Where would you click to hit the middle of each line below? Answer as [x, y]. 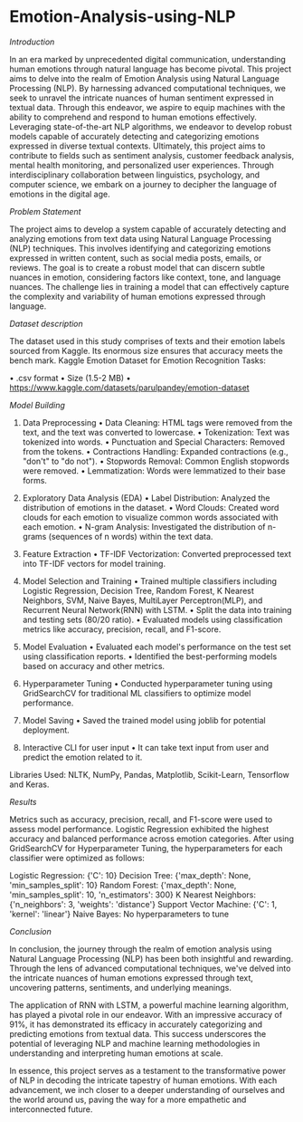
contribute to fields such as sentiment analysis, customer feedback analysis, [152, 155]
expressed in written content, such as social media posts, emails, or [136, 258]
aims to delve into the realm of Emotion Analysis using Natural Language [145, 78]
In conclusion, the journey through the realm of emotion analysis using [141, 949]
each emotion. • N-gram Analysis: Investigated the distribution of [144, 526]
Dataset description [46, 323]
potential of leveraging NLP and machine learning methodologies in [135, 1043]
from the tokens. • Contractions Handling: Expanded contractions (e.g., [155, 451]
